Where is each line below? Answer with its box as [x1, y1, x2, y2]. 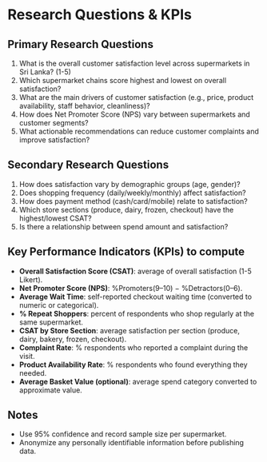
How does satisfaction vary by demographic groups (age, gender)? [18, 179, 241, 189]
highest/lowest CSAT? [18, 213, 93, 223]
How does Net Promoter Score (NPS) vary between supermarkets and [18, 110, 251, 119]
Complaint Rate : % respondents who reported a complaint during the [18, 342, 249, 352]
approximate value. [18, 385, 83, 395]
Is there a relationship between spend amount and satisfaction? [18, 221, 229, 231]
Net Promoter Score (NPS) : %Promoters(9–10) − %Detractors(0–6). [18, 283, 243, 293]
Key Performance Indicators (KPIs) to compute [7, 245, 245, 259]
